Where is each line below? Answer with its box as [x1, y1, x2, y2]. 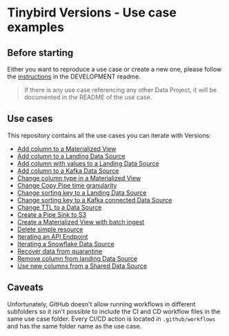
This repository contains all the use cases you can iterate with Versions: [7, 131, 212, 139]
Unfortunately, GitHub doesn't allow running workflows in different [7, 300, 196, 308]
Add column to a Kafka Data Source [17, 167, 119, 175]
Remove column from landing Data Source [17, 254, 138, 262]
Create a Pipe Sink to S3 [17, 210, 87, 218]
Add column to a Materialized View [17, 145, 117, 153]
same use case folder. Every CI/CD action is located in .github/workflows [7, 315, 216, 323]
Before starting [7, 47, 74, 59]
